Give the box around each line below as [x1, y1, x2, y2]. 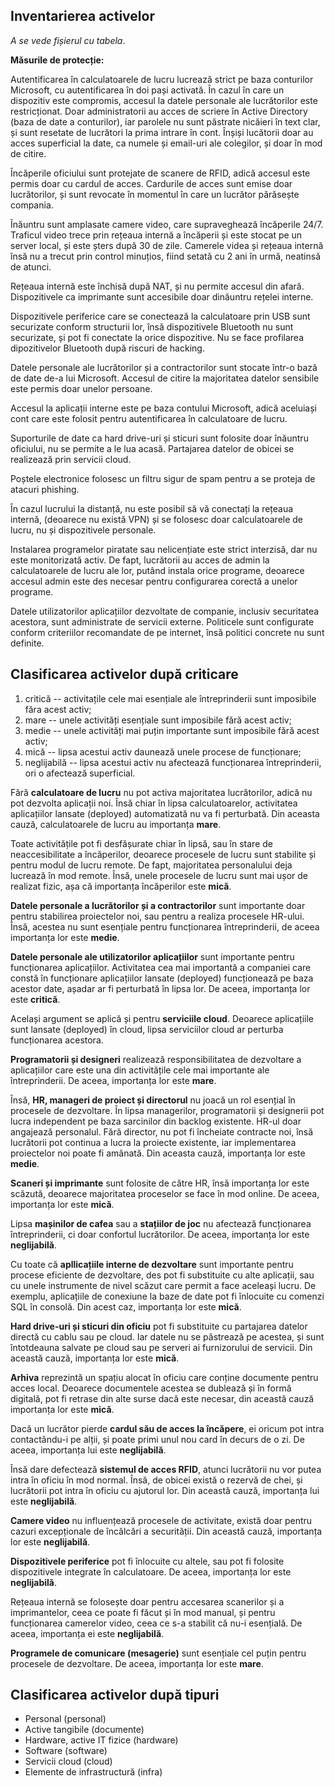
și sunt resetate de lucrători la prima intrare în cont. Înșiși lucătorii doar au [10, 126, 314, 138]
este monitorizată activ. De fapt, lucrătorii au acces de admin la [10, 554, 270, 566]
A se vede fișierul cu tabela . [10, 34, 126, 46]
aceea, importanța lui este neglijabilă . [10, 1444, 167, 1456]
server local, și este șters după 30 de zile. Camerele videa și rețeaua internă [10, 239, 324, 251]
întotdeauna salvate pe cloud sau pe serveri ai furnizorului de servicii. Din [10, 1341, 313, 1353]
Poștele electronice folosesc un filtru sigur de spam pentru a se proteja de [10, 472, 316, 484]
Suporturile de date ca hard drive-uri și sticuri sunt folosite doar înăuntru [10, 432, 309, 444]
